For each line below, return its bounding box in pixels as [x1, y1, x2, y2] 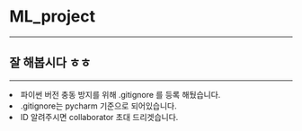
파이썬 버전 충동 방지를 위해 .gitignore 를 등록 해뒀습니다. [21, 89, 221, 100]
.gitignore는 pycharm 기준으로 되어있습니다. [21, 100, 177, 111]
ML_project [9, 6, 96, 27]
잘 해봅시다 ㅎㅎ [9, 56, 92, 71]
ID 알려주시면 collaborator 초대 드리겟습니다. [21, 111, 179, 122]
